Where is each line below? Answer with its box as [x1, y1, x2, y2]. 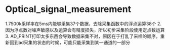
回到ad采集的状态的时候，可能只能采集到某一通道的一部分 [9, 39, 131, 45]
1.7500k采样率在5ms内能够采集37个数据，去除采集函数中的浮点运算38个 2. [5, 20, 162, 26]
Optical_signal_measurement [5, 3, 132, 15]
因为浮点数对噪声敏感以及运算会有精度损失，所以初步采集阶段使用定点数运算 [5, 26, 165, 33]
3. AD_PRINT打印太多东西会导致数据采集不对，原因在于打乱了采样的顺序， [5, 33, 160, 39]
